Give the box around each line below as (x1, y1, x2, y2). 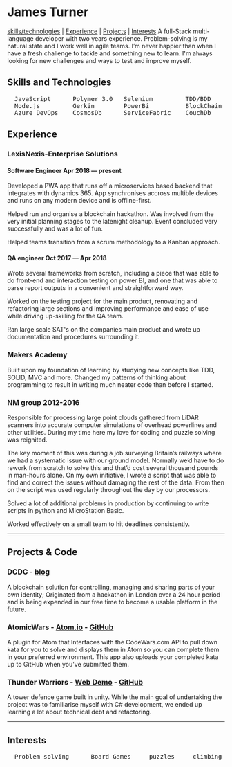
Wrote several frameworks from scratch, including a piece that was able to (7, 269, 220, 278)
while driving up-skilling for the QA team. (7, 312, 124, 321)
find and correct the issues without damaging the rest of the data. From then (7, 478, 224, 487)
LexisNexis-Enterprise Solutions (7, 150, 119, 159)
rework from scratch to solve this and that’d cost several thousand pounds (7, 464, 219, 472)
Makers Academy (7, 350, 68, 360)
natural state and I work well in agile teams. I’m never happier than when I (7, 42, 216, 50)
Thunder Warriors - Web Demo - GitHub (7, 677, 144, 687)
